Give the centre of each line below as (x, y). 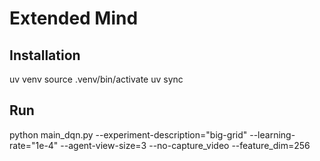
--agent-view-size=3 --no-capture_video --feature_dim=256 (185, 145)
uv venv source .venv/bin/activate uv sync (96, 79)
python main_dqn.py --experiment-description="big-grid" (128, 134)
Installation (45, 55)
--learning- (272, 134)
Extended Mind (74, 18)
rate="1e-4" (34, 145)
